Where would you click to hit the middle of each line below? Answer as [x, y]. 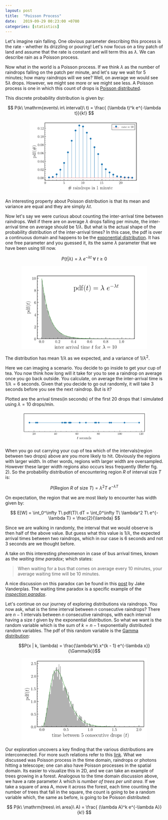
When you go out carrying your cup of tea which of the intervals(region [79, 451]
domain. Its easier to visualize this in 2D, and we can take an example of [79, 771]
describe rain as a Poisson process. [42, 57]
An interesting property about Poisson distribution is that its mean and [77, 201]
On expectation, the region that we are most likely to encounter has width [81, 498]
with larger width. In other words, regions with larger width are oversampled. [84, 461]
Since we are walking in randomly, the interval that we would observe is [79, 528]
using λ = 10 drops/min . [30, 404]
